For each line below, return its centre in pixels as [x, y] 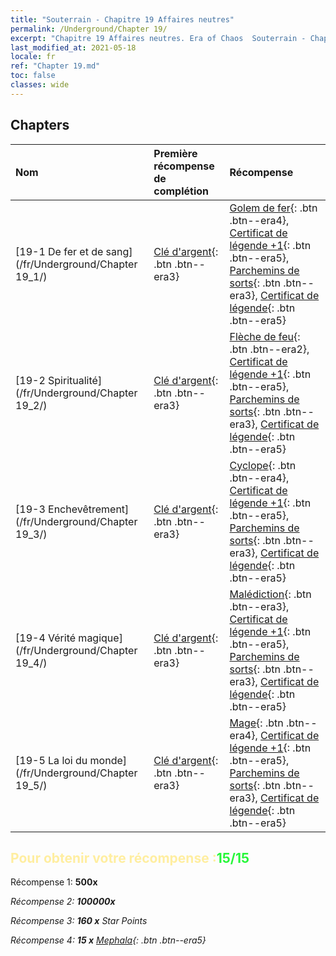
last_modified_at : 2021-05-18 [73, 47]
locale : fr [33, 57]
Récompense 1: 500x [54, 882]
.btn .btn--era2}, [269, 349]
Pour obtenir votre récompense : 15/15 [130, 857]
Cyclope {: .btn [263, 465]
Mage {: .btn [256, 723]
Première [175, 153]
